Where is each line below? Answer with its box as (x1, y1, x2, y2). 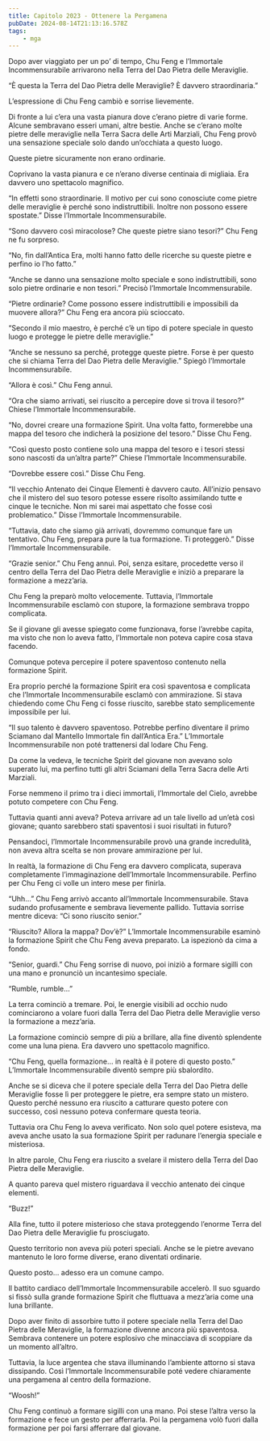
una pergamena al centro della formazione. (8, 1375, 152, 1384)
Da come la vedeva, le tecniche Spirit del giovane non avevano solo (8, 756, 233, 765)
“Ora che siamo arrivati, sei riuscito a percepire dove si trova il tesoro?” (8, 396, 244, 406)
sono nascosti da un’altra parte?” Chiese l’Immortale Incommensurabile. (8, 453, 247, 463)
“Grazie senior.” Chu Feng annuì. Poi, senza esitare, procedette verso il (8, 558, 243, 568)
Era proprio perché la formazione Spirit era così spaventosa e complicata (8, 681, 251, 691)
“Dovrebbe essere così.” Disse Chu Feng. (8, 469, 146, 478)
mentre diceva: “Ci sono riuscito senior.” (8, 911, 143, 921)
